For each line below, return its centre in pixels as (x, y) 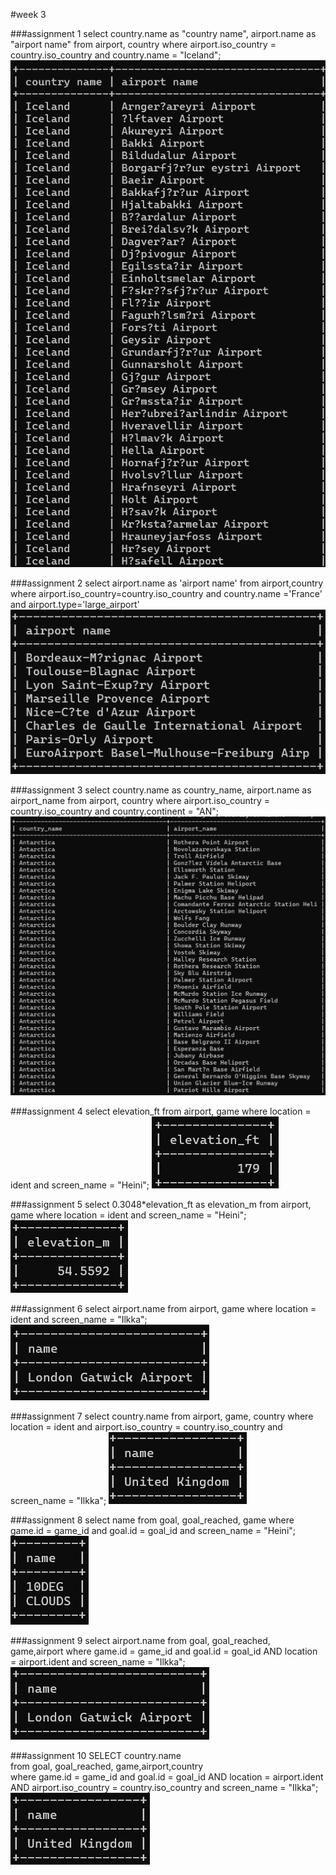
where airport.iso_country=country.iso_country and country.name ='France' (166, 593)
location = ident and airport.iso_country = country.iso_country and (146, 1426)
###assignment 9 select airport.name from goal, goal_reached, (140, 1640)
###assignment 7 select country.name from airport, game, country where (162, 1416)
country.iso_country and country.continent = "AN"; (115, 811)
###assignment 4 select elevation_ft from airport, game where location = (161, 1111)
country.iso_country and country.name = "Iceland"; (116, 55)
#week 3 (28, 14)
